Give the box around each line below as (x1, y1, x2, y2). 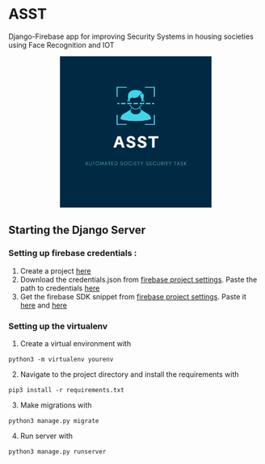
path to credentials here (19, 283, 100, 293)
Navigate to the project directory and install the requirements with (19, 369, 240, 379)
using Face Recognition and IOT (8, 40, 115, 49)
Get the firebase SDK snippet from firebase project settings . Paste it (19, 291, 246, 301)
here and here (19, 300, 67, 310)
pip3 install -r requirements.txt (8, 386, 125, 394)
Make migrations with (19, 400, 92, 410)
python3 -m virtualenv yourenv (8, 355, 114, 363)
